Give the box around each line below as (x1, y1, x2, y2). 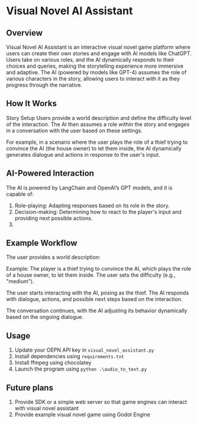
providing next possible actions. (14, 214, 93, 222)
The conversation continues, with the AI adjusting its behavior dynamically (6, 307, 188, 314)
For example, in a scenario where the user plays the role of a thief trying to (6, 138, 188, 145)
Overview (6, 28, 43, 38)
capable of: (6, 190, 34, 197)
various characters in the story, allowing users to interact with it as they (6, 75, 180, 82)
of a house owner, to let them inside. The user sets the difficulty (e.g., (6, 271, 176, 279)
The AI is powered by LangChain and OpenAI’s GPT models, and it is (6, 184, 173, 191)
